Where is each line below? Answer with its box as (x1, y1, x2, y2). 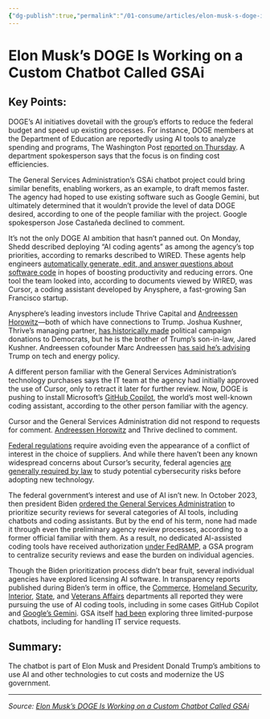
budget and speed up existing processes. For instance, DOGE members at (8, 125, 254, 135)
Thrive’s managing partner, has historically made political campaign (8, 325, 231, 335)
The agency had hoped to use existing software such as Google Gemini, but (8, 192, 260, 202)
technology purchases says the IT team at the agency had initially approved (8, 375, 259, 385)
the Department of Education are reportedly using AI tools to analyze (8, 133, 236, 143)
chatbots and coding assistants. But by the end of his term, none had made (8, 516, 257, 525)
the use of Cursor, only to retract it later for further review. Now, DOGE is (8, 383, 248, 394)
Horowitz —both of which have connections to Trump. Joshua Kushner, (8, 317, 243, 326)
